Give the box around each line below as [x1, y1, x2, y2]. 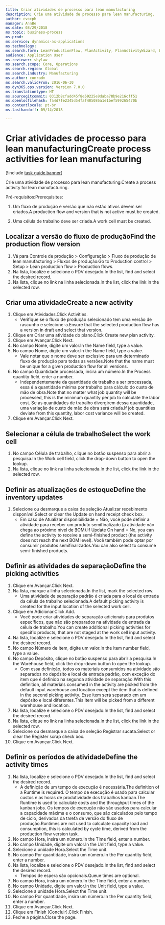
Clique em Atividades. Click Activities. [12, 312, 88, 317]
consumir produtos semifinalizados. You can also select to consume [20, 542, 156, 549]
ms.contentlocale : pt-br [5, 103, 56, 108]
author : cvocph [5, 16, 37, 21]
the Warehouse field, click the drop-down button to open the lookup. [12, 660, 151, 666]
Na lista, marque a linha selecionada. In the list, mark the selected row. [12, 587, 154, 593]
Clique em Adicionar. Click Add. [12, 609, 75, 614]
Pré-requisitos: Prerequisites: [5, 194, 63, 200]
